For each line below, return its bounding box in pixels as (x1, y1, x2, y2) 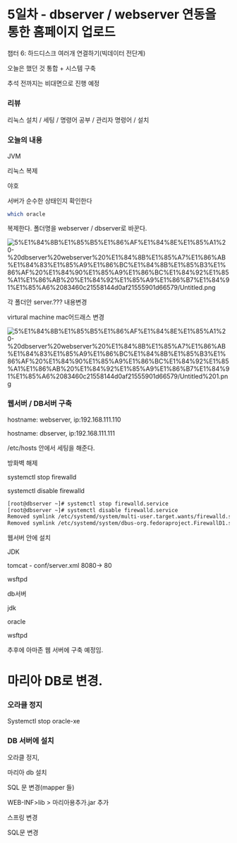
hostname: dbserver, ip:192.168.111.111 (7, 429, 115, 437)
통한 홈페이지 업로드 (7, 24, 116, 40)
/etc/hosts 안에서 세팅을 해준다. (7, 443, 95, 452)
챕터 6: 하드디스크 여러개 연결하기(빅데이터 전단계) (7, 49, 146, 57)
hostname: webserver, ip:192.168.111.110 (7, 415, 121, 424)
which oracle (7, 210, 46, 218)
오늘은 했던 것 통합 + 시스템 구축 (7, 64, 97, 72)
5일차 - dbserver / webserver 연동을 (7, 6, 217, 23)
